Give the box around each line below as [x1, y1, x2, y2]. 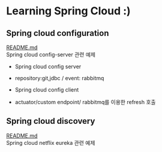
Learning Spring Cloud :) [6, 4, 131, 18]
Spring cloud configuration [6, 28, 109, 38]
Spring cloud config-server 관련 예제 [6, 51, 96, 58]
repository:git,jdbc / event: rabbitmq [14, 75, 104, 81]
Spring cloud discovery [6, 116, 95, 126]
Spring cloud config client [14, 86, 79, 93]
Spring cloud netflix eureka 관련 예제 [6, 139, 95, 146]
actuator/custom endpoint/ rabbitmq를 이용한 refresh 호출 [14, 99, 156, 105]
